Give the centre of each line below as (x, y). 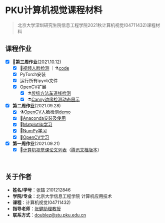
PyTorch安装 (33, 74)
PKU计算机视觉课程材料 (54, 10)
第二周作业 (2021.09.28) (36, 106)
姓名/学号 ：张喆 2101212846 (41, 190)
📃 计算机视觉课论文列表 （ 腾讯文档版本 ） (61, 150)
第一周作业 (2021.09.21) (36, 143)
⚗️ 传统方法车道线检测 (49, 93)
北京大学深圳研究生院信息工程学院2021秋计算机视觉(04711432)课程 (86, 25)
